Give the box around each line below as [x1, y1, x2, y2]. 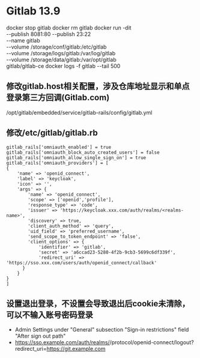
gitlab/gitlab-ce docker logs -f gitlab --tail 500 [6, 62, 121, 70]
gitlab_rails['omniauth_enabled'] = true [6, 144, 112, 150]
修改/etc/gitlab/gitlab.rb [6, 128, 98, 138]
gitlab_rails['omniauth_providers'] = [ [6, 160, 109, 166]
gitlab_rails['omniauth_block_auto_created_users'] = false [6, 149, 160, 156]
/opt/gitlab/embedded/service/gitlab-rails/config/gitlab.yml [6, 109, 153, 116]
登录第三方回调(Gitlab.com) [6, 93, 110, 103]
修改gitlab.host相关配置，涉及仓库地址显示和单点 [6, 81, 190, 91]
